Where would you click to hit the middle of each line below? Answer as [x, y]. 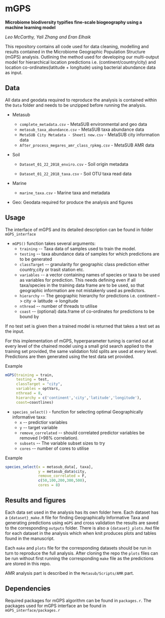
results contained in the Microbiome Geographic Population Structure [75, 52]
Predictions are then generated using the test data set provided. [70, 356]
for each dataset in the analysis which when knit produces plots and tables [81, 533]
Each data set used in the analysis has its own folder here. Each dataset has [82, 512]
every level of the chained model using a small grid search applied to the [79, 346]
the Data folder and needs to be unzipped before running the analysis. [76, 105]
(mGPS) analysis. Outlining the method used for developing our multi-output [82, 57]
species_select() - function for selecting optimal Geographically [78, 412]
